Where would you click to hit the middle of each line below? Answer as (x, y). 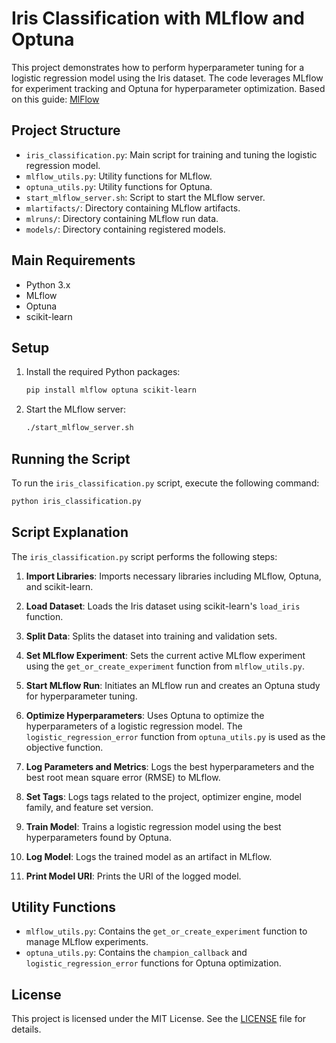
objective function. (64, 747)
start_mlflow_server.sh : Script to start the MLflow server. (145, 197)
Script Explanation (70, 532)
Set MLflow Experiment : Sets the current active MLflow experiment (165, 655)
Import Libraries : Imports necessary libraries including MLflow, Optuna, (173, 576)
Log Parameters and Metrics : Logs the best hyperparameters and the (170, 766)
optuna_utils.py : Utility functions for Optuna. (119, 186)
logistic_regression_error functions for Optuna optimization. (153, 963)
